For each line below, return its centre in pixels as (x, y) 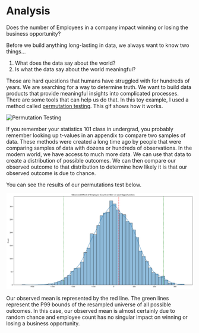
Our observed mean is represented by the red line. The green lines (88, 299)
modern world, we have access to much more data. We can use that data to (99, 154)
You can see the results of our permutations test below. (74, 185)
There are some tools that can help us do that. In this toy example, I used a (97, 100)
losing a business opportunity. (43, 324)
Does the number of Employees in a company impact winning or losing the (97, 27)
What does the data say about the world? (65, 63)
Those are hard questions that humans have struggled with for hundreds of (98, 81)
